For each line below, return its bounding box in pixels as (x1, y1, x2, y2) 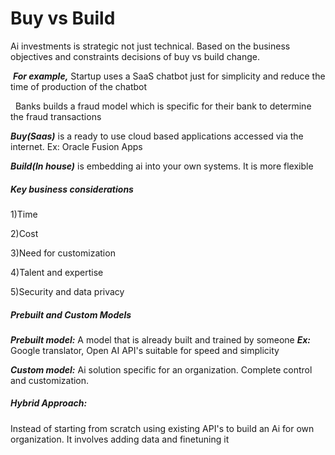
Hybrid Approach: (10, 397, 88, 409)
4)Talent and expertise (10, 266, 104, 278)
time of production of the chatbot (10, 80, 148, 92)
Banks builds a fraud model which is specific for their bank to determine (14, 100, 312, 112)
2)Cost (10, 227, 39, 239)
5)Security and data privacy (10, 285, 125, 297)
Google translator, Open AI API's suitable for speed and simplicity (10, 344, 280, 356)
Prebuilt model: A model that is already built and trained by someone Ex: (10, 333, 312, 346)
